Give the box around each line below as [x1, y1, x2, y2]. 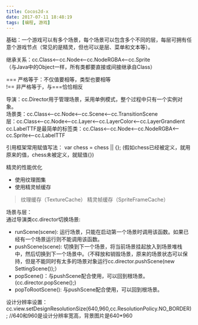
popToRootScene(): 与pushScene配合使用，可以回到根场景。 [14, 286, 163, 293]
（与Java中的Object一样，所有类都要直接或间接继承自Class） [6, 63, 156, 71]
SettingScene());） [14, 265, 60, 272]
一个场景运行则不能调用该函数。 [25, 236, 103, 243]
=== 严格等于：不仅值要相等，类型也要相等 [6, 76, 111, 83]
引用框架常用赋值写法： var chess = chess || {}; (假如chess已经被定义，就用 [6, 144, 190, 151]
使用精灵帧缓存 [14, 183, 51, 191]
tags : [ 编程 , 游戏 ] [6, 19, 51, 25]
